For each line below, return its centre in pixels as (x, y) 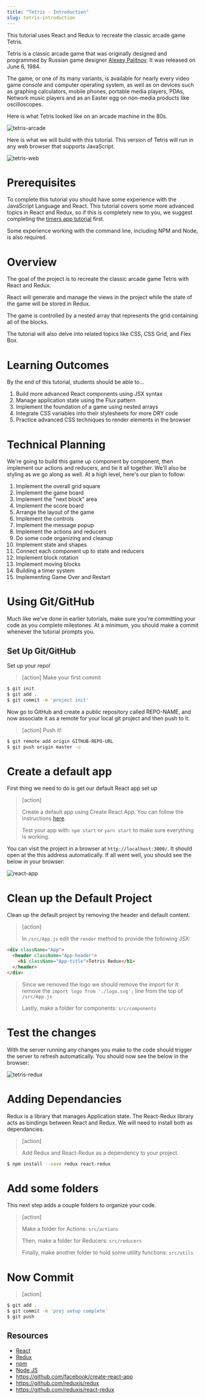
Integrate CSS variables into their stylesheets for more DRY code (97, 414)
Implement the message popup (55, 525)
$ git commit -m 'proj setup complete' (57, 1311)
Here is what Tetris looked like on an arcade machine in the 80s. (87, 116)
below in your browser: (36, 861)
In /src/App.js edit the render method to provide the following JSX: (106, 939)
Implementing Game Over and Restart (63, 577)
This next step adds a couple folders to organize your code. (82, 1205)
